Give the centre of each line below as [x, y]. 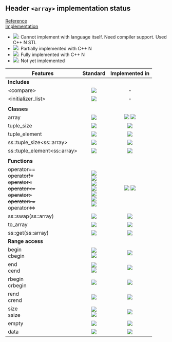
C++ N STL [25, 42]
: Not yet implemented [41, 61]
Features [43, 73]
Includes [19, 82]
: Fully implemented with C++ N [51, 54]
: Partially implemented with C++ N [55, 48]
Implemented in [130, 73]
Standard [94, 73]
